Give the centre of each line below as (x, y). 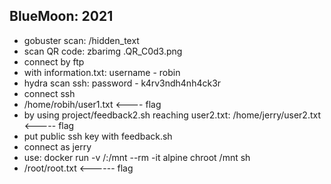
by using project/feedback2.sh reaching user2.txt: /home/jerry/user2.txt (172, 115)
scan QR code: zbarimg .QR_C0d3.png (103, 51)
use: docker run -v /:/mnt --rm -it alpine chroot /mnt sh (137, 157)
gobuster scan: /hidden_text (81, 40)
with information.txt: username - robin (102, 72)
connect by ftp (54, 61)
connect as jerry (57, 146)
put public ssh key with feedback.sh (98, 136)
